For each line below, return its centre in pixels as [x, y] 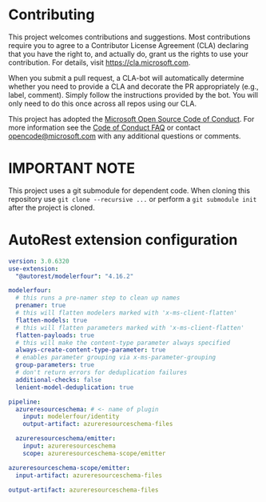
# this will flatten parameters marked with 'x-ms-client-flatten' [130, 327]
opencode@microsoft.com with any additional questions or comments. [125, 136]
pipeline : [25, 402]
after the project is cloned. [52, 207]
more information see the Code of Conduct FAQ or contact [105, 127]
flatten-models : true [52, 320]
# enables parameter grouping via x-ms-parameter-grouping [116, 358]
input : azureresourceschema [69, 446]
